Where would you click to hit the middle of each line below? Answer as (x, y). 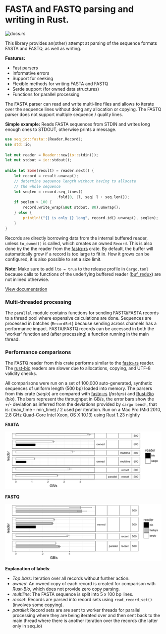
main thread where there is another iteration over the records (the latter (85, 621)
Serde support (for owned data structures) (55, 89)
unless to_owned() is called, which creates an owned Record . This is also (79, 243)
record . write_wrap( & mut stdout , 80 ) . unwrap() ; (72, 208)
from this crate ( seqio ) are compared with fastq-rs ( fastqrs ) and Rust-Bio (80, 394)
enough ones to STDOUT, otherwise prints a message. (61, 129)
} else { (23, 213)
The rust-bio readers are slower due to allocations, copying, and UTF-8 (78, 368)
